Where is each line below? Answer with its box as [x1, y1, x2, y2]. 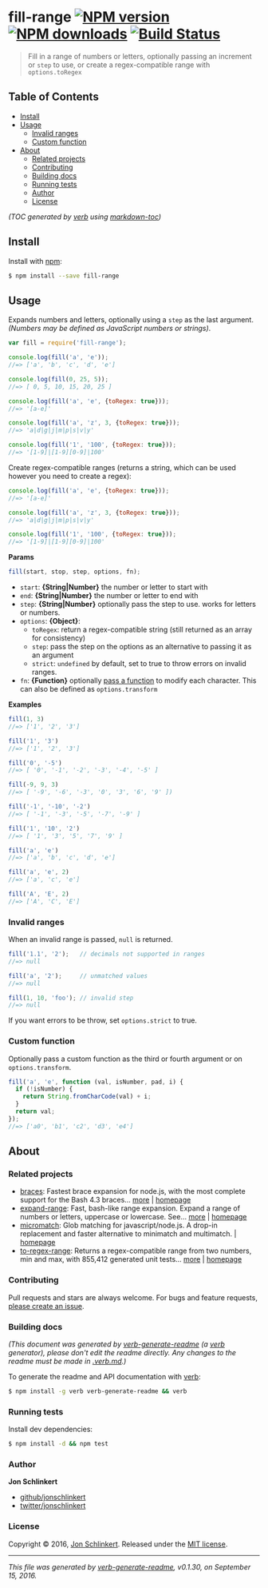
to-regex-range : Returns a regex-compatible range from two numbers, [19, 1246, 252, 1255]
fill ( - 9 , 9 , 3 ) [8, 780, 59, 789]
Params [8, 553, 34, 562]
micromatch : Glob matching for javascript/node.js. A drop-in [19, 1220, 218, 1231]
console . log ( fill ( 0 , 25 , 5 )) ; [8, 375, 109, 383]
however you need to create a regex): [8, 471, 132, 481]
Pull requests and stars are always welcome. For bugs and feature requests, [8, 1292, 258, 1303]
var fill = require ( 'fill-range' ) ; [8, 339, 127, 347]
